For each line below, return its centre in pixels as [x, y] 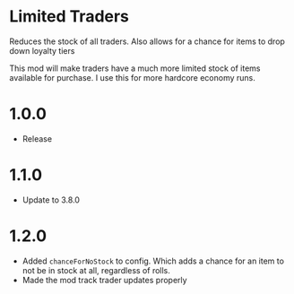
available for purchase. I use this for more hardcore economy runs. [132, 77]
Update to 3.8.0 [51, 200]
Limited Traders [69, 17]
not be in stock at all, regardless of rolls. [96, 270]
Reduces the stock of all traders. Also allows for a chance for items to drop [147, 41]
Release [37, 138]
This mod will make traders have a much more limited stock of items [135, 68]
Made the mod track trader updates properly [104, 280]
